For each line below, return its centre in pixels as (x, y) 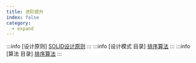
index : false (23, 17)
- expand (23, 28)
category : (19, 23)
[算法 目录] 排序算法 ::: (34, 54)
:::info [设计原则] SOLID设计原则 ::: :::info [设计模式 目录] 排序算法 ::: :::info (98, 46)
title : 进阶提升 (25, 12)
